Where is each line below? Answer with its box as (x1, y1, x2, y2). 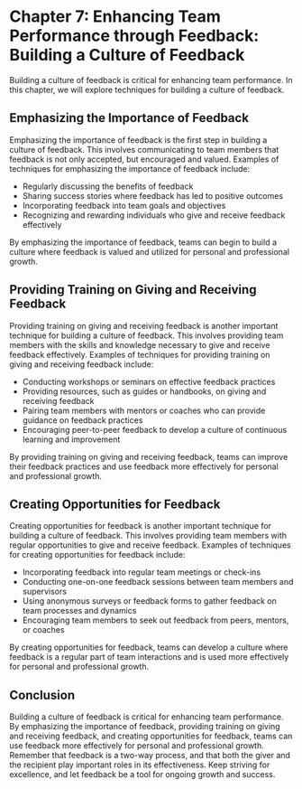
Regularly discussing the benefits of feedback (22, 181, 194, 192)
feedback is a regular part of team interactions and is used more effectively (9, 652, 289, 662)
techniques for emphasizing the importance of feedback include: (9, 163, 251, 174)
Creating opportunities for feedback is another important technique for (9, 521, 272, 531)
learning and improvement (22, 434, 121, 445)
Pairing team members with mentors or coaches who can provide (22, 405, 266, 416)
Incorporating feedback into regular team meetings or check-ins (22, 567, 261, 578)
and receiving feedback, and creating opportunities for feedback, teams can (9, 730, 293, 742)
